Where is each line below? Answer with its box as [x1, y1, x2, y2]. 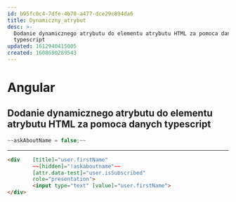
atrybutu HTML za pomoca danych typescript [7, 119, 211, 130]
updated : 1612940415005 [7, 43, 77, 50]
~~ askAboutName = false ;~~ [7, 137, 86, 144]
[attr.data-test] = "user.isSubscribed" [32, 169, 146, 176]
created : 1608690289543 [7, 50, 77, 57]
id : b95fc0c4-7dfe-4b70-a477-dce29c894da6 [7, 10, 133, 18]
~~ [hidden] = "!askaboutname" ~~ [32, 163, 121, 170]
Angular [7, 80, 55, 95]
